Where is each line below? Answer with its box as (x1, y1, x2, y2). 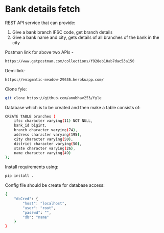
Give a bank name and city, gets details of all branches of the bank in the (12, 34, 160, 40)
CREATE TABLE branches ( (5, 114, 56, 119)
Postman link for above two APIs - (5, 49, 74, 55)
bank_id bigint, (14, 123, 47, 128)
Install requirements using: (5, 164, 59, 170)
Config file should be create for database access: (5, 182, 105, 188)
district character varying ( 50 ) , (14, 141, 82, 146)
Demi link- (5, 67, 26, 73)
